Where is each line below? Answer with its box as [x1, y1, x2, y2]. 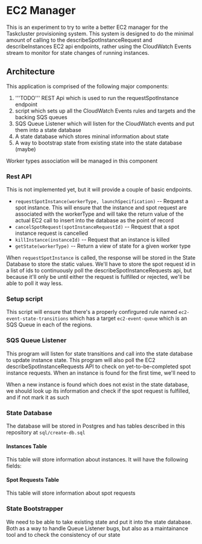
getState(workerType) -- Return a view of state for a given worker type [14, 242, 191, 250]
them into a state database [14, 126, 81, 133]
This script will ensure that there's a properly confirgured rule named [6, 308, 178, 316]
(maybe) [14, 145, 36, 152]
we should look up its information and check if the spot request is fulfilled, [6, 387, 191, 395]
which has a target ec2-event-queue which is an [69, 314, 188, 322]
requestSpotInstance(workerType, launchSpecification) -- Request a [14, 198, 189, 205]
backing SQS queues [14, 113, 68, 120]
